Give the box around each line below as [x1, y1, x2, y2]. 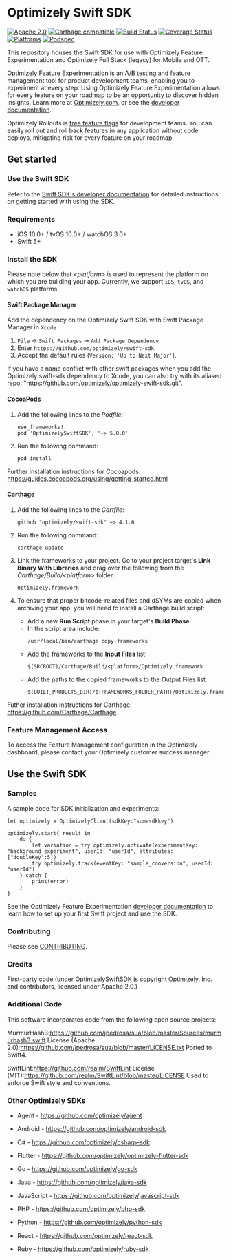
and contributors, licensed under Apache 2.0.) [7, 982, 138, 991]
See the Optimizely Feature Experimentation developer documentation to [7, 902, 214, 910]
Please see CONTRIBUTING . [7, 942, 88, 951]
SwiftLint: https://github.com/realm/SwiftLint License [7, 1064, 155, 1072]
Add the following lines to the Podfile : [16, 410, 124, 418]
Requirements [7, 214, 56, 224]
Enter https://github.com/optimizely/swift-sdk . [16, 344, 156, 352]
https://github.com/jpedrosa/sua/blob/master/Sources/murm [49, 1029, 222, 1037]
